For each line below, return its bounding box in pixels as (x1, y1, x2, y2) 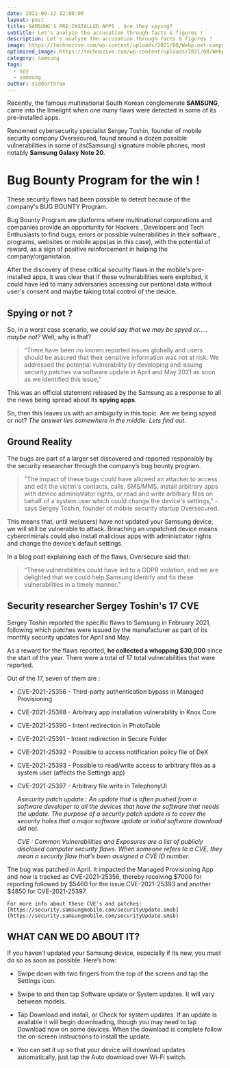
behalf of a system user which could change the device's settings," (23, 496, 214, 505)
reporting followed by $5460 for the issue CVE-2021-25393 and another (7, 879, 212, 888)
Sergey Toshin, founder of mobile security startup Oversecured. (38, 504, 219, 512)
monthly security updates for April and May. (7, 633, 131, 641)
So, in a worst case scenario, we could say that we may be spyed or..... (7, 326, 208, 333)
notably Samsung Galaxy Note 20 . (7, 149, 106, 157)
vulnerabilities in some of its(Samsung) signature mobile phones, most (7, 141, 205, 149)
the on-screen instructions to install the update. (16, 1032, 151, 1041)
